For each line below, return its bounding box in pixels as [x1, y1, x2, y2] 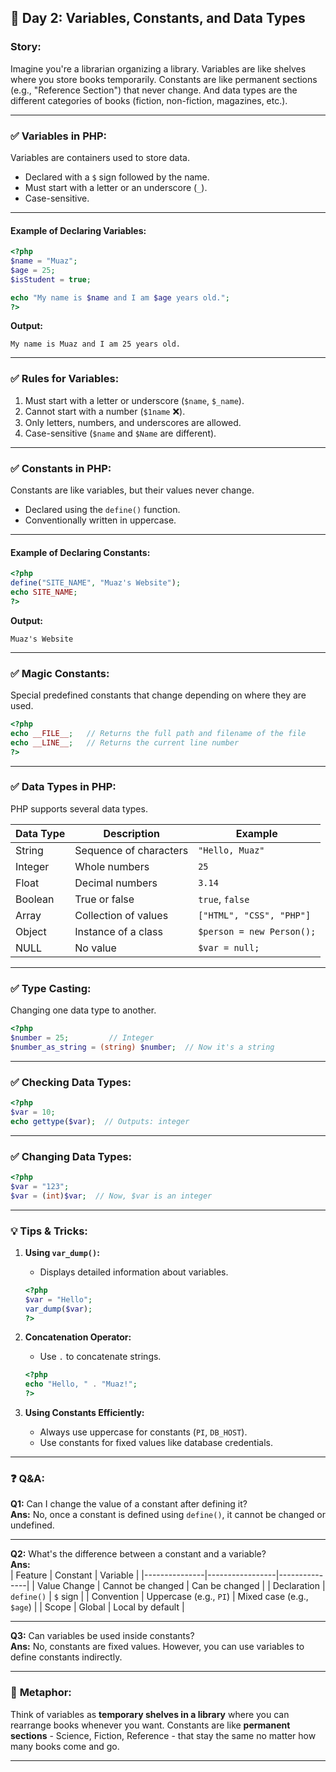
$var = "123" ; [10, 1181, 70, 1191]
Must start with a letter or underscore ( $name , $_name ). [24, 394, 245, 406]
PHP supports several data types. [10, 802, 148, 815]
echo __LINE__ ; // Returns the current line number [10, 737, 240, 748]
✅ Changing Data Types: [10, 1149, 133, 1163]
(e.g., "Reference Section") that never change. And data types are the [10, 84, 298, 96]
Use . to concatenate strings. [39, 1351, 162, 1363]
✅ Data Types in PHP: [10, 780, 117, 794]
